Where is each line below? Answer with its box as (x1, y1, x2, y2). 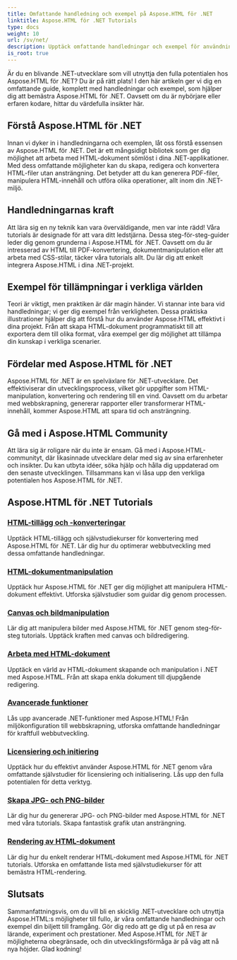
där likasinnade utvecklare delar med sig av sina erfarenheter (45, 453, 224, 462)
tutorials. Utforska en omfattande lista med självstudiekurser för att (7, 860, 202, 869)
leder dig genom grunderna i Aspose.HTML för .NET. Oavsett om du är (7, 238, 213, 246)
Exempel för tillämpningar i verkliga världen (7, 281, 203, 293)
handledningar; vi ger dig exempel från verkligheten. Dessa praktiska (7, 307, 208, 316)
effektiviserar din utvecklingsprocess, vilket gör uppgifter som (7, 384, 188, 393)
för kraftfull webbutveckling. (7, 729, 90, 737)
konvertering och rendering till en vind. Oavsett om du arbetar (48, 392, 228, 400)
